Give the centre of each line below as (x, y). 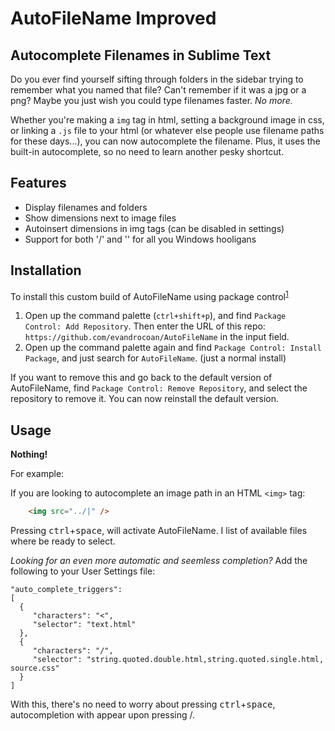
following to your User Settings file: (83, 571)
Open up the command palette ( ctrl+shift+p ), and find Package (155, 316)
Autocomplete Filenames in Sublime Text (141, 55)
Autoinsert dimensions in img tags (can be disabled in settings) (154, 228)
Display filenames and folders (86, 207)
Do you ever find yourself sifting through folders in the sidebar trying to (157, 79)
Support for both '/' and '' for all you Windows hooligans (140, 239)
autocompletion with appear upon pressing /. (103, 714)
